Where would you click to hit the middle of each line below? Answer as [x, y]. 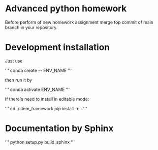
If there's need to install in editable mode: [47, 99]
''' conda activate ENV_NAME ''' [37, 90]
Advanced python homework [66, 9]
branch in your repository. [31, 27]
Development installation [57, 47]
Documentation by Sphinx [59, 129]
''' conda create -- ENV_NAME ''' [39, 70]
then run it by [19, 80]
